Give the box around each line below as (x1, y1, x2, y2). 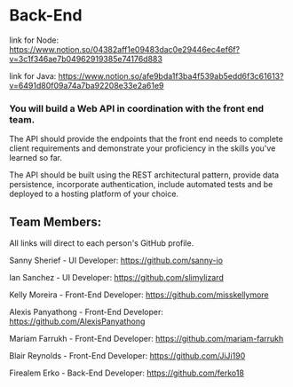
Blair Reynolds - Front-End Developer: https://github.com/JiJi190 (9, 351, 246, 361)
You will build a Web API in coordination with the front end (9, 102, 265, 115)
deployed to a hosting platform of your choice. (9, 188, 179, 200)
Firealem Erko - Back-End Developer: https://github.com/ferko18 (9, 367, 244, 378)
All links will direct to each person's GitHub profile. (9, 238, 194, 249)
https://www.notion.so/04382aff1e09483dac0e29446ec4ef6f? (9, 43, 241, 54)
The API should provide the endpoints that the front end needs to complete (9, 134, 284, 145)
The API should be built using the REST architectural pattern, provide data (9, 170, 280, 180)
